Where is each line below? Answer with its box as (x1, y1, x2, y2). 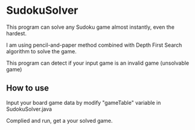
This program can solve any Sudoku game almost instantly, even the (6, 23, 175, 31)
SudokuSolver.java (6, 105, 52, 113)
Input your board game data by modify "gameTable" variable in (6, 99, 162, 106)
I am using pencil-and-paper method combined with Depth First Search (6, 41, 182, 49)
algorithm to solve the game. (6, 47, 77, 55)
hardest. (6, 29, 27, 37)
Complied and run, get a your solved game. (6, 117, 113, 124)
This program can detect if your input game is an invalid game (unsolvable (6, 59, 190, 66)
